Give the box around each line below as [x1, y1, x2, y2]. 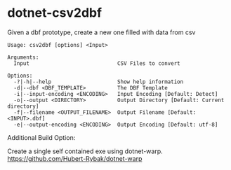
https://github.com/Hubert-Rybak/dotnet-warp [7, 154, 143, 162]
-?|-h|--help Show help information [13, 78, 184, 85]
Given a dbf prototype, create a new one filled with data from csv [7, 28, 196, 36]
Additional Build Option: [7, 133, 76, 141]
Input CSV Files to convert [13, 59, 180, 67]
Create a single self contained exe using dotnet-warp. [7, 147, 163, 155]
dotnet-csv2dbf [7, 5, 103, 21]
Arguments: [7, 54, 39, 61]
